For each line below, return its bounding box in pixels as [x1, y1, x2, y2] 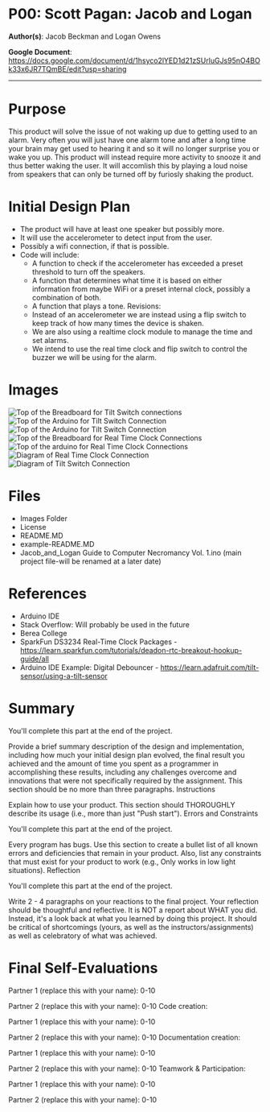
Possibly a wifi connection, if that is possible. [19, 241, 170, 250]
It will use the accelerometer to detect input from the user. [19, 233, 213, 242]
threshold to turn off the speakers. [31, 267, 146, 276]
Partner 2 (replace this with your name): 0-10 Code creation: [8, 1001, 208, 1011]
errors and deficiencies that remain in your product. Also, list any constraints [8, 848, 262, 858]
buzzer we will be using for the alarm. [31, 352, 157, 362]
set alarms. [31, 335, 69, 345]
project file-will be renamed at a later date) [19, 556, 162, 566]
